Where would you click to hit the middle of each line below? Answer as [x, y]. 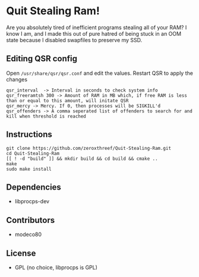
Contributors [31, 220]
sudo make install [29, 169]
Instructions [29, 135]
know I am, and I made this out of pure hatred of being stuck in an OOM [94, 33]
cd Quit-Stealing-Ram [33, 153]
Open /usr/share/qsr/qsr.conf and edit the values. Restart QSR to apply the [99, 73]
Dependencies [34, 187]
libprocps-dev [32, 202]
